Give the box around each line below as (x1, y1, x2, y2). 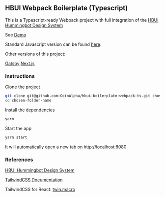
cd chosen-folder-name (5, 98, 52, 103)
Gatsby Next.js (5, 60, 35, 66)
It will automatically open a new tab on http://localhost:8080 (5, 144, 127, 150)
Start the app (5, 125, 32, 131)
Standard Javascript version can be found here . (5, 41, 102, 47)
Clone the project (5, 84, 40, 90)
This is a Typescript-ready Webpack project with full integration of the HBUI (5, 17, 159, 23)
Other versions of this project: (5, 51, 65, 57)
